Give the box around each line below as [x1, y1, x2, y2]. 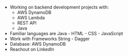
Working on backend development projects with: [9, 4, 109, 10]
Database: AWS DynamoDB [9, 41, 66, 47]
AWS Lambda [17, 15, 45, 20]
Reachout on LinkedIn [9, 47, 54, 52]
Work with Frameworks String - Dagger [9, 36, 90, 42]
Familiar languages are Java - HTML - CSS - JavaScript [9, 31, 124, 36]
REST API [17, 20, 37, 26]
